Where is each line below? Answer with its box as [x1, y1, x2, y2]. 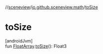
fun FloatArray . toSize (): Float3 [5, 43, 67, 49]
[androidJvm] [5, 38, 33, 44]
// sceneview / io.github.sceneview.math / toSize [5, 4, 98, 10]
